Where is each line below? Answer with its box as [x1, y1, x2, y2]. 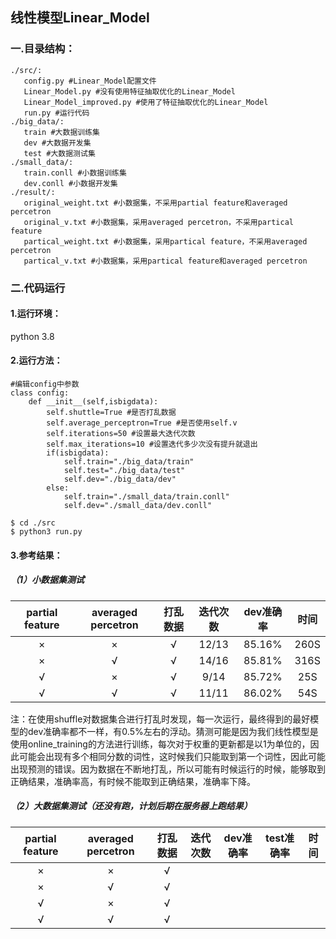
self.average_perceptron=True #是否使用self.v [46, 418, 238, 428]
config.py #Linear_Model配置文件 [23, 76, 157, 86]
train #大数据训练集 [23, 127, 100, 137]
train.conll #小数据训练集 [23, 168, 127, 178]
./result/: [10, 187, 56, 197]
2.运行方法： [10, 354, 63, 367]
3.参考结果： [10, 549, 63, 561]
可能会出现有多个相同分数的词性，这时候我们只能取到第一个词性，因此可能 [18, 750, 326, 762]
